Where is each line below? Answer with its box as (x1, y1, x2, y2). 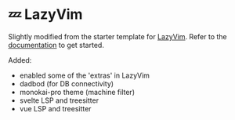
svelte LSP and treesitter (19, 96, 99, 105)
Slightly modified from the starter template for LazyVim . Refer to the (8, 31, 227, 41)
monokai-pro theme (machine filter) (19, 87, 136, 96)
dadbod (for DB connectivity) (19, 78, 114, 88)
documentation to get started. (8, 40, 104, 49)
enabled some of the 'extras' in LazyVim (19, 71, 150, 80)
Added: (8, 55, 32, 64)
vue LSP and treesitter (19, 104, 92, 113)
